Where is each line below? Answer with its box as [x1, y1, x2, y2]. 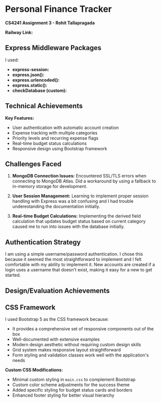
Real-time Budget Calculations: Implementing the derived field [12, 213, 141, 219]
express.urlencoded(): [12, 77, 60, 83]
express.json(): [12, 72, 45, 78]
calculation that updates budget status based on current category [12, 219, 146, 224]
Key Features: [5, 115, 34, 121]
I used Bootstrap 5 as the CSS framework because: [5, 316, 109, 322]
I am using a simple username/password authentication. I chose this [5, 251, 143, 257]
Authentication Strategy [5, 238, 81, 246]
